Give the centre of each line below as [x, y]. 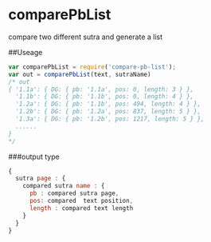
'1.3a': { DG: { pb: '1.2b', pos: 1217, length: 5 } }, [110, 119]
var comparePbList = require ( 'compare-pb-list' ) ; [92, 67]
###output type [34, 157]
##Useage [25, 52]
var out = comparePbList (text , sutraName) [80, 74]
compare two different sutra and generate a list [86, 37]
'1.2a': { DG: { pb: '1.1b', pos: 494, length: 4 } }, [108, 104]
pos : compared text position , [81, 201]
